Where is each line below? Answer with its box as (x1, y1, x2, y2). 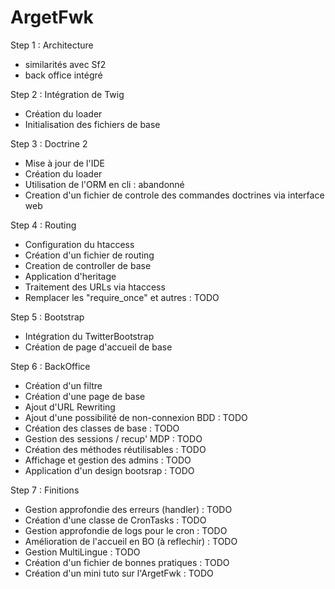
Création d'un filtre (24, 379, 103, 391)
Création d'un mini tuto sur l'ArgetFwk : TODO (24, 567, 214, 579)
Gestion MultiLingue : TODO (24, 546, 141, 558)
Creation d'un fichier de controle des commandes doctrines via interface (24, 189, 325, 201)
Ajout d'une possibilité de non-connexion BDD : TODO (24, 411, 248, 423)
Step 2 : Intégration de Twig (10, 88, 125, 100)
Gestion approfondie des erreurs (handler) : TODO (24, 503, 233, 515)
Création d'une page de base (24, 390, 146, 402)
